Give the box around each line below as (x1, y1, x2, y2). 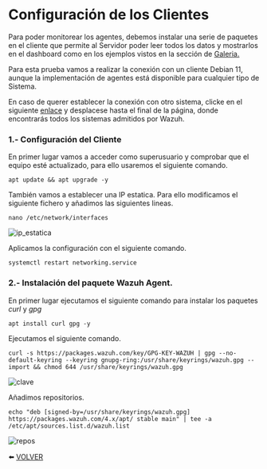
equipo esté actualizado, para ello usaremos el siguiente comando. (8, 161, 229, 170)
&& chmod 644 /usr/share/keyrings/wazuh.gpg (33, 363, 183, 371)
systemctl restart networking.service (8, 259, 137, 267)
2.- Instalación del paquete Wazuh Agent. (8, 277, 173, 288)
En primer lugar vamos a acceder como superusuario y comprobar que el (8, 152, 249, 161)
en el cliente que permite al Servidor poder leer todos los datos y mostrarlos (8, 40, 259, 50)
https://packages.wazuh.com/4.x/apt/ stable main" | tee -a (8, 415, 213, 423)
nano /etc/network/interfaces (8, 214, 109, 222)
